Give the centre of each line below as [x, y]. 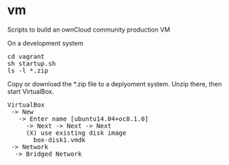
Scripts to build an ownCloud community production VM [89, 29]
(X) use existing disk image [76, 133]
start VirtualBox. [31, 91]
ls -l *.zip [28, 70]
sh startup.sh [32, 63]
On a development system [45, 43]
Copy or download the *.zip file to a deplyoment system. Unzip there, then [114, 84]
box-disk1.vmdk [60, 140]
